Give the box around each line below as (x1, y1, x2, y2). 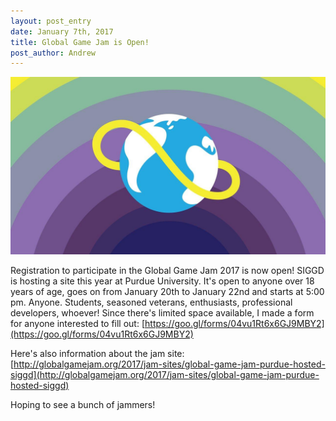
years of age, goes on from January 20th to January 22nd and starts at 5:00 (10, 285, 325, 297)
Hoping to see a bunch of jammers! (10, 398, 156, 410)
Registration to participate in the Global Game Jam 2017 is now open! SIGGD (10, 264, 325, 276)
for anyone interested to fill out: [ (10, 317, 146, 329)
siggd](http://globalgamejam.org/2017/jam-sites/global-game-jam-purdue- (10, 368, 320, 380)
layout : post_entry (10, 16, 92, 26)
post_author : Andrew (10, 48, 97, 58)
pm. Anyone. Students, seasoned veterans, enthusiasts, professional (10, 296, 293, 308)
